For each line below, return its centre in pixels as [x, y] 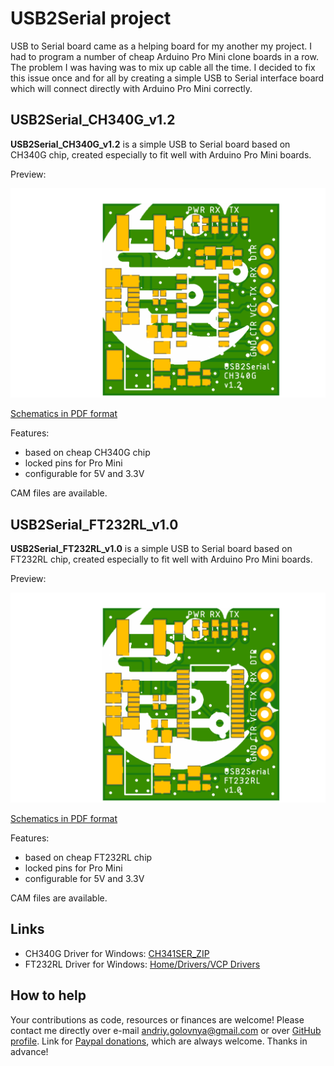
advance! [29, 1051]
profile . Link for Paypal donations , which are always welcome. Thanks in [159, 1041]
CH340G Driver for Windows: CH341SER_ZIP [117, 953]
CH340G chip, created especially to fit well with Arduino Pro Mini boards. [161, 154]
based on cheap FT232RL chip [88, 857]
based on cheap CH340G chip [87, 453]
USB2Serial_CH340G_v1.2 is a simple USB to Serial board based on [150, 144]
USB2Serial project [91, 18]
